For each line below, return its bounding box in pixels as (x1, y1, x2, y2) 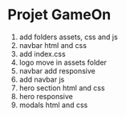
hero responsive (18, 91, 73, 101)
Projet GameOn (7, 6, 112, 24)
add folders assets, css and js (18, 32, 118, 42)
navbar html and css (18, 40, 87, 50)
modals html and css (18, 100, 88, 110)
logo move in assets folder (18, 58, 108, 67)
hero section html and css (18, 82, 105, 93)
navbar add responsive (18, 66, 96, 75)
